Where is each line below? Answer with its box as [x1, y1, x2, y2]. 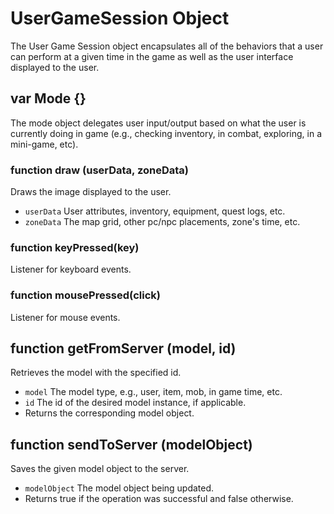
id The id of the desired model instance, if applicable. [24, 397, 247, 409]
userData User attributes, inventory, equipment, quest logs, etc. [24, 205, 286, 217]
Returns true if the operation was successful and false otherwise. [24, 493, 294, 505]
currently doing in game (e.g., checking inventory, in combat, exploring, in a [10, 127, 323, 139]
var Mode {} [10, 90, 87, 107]
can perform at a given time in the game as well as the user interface [10, 50, 294, 62]
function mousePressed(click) [10, 288, 161, 302]
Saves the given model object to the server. [10, 463, 190, 475]
